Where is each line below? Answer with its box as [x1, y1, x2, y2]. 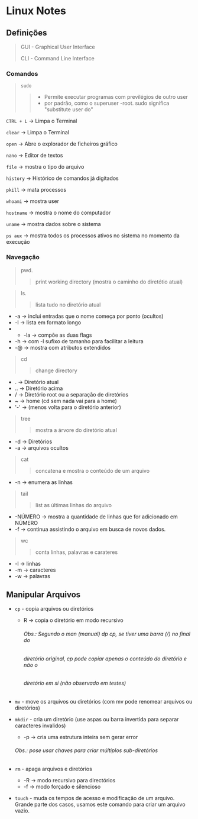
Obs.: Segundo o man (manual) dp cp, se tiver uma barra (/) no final [23, 630, 191, 637]
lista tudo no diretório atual [35, 301, 101, 308]
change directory [35, 367, 78, 374]
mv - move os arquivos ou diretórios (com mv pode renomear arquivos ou [14, 698, 193, 705]
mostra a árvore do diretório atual [35, 426, 117, 433]
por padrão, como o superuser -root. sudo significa [44, 99, 170, 107]
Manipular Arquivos [6, 589, 81, 599]
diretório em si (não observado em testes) [23, 679, 126, 687]
